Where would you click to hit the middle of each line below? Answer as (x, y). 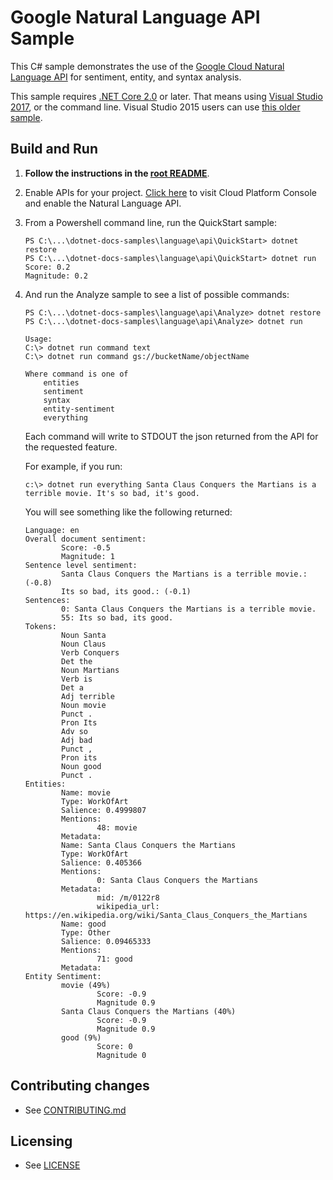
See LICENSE (52, 1165)
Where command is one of (76, 374)
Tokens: (40, 626)
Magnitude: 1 (88, 556)
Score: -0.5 (86, 547)
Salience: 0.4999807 (104, 810)
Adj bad (77, 740)
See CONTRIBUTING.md (75, 1110)
